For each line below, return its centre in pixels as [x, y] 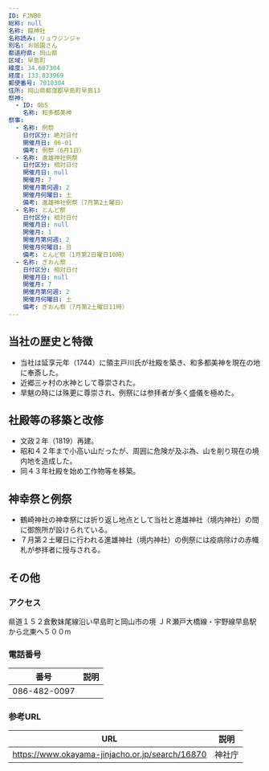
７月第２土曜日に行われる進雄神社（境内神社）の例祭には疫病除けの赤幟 [139, 540]
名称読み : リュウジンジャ [45, 38]
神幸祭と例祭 [40, 499]
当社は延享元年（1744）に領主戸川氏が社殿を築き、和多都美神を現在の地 [140, 362]
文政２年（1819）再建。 [59, 441]
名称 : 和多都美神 [47, 113]
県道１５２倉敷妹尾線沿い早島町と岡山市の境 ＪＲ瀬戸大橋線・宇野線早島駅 [132, 621]
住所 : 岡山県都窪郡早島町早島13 [55, 90]
